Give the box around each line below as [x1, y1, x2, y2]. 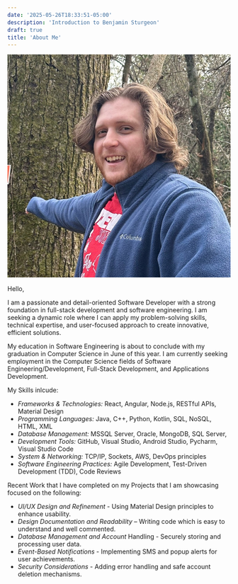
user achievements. [17, 555, 76, 563]
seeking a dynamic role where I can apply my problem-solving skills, [7, 314, 208, 322]
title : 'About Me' [7, 34, 62, 41]
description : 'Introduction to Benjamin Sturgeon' [7, 18, 160, 26]
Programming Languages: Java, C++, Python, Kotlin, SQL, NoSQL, [17, 415, 212, 423]
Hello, [7, 285, 25, 293]
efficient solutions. [7, 328, 62, 337]
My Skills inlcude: [7, 386, 59, 394]
